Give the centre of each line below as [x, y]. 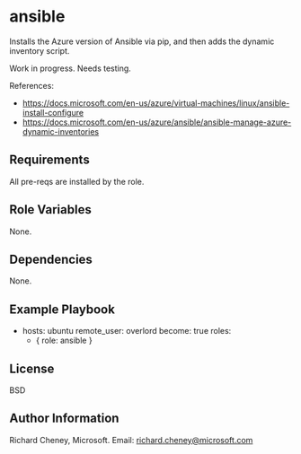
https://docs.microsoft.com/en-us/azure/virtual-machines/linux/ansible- [156, 103]
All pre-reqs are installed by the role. [77, 181]
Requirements [49, 160]
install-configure [53, 112]
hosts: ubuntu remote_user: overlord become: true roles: [127, 331]
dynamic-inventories [61, 131]
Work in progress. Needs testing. [71, 68]
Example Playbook [62, 309]
